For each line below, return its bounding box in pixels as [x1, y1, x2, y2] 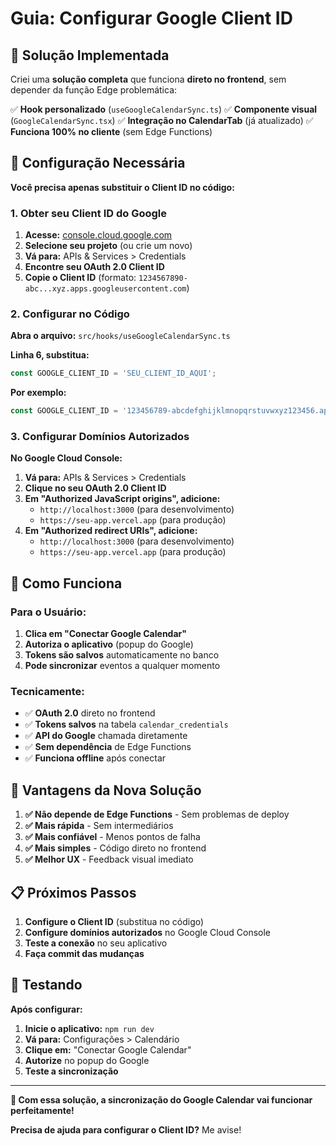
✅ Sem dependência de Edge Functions [24, 741, 192, 753]
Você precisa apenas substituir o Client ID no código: [10, 181, 235, 193]
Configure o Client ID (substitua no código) [24, 916, 205, 928]
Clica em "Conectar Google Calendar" [24, 628, 187, 640]
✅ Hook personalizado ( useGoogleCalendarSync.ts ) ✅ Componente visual [10, 103, 318, 115]
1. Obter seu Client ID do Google [10, 206, 168, 220]
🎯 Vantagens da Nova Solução [10, 782, 202, 799]
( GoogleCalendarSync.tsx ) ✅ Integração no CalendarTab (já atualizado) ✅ [10, 115, 314, 126]
